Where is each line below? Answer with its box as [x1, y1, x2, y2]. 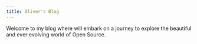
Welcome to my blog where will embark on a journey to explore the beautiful [6, 25, 192, 32]
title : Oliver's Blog [6, 8, 60, 15]
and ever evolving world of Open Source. [6, 31, 106, 38]
